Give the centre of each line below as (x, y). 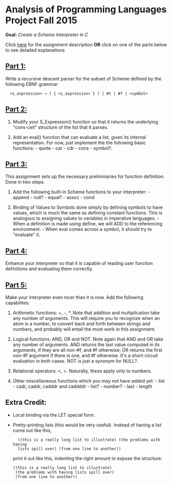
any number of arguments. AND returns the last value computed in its (86, 345)
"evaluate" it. (26, 235)
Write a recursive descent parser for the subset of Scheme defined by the (83, 79)
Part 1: (16, 66)
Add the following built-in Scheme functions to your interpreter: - (81, 192)
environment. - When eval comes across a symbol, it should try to (82, 229)
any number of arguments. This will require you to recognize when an (86, 318)
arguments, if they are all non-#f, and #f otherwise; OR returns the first (88, 350)
